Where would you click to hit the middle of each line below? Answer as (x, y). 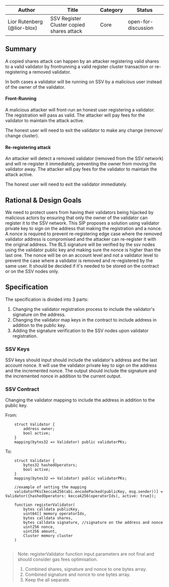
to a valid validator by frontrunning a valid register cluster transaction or (79, 66)
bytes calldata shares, (48, 518)
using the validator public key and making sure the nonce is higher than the (83, 250)
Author (26, 10)
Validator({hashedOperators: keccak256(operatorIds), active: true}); (81, 496)
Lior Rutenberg (25, 21)
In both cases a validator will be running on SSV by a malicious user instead (83, 82)
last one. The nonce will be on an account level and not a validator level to (82, 255)
